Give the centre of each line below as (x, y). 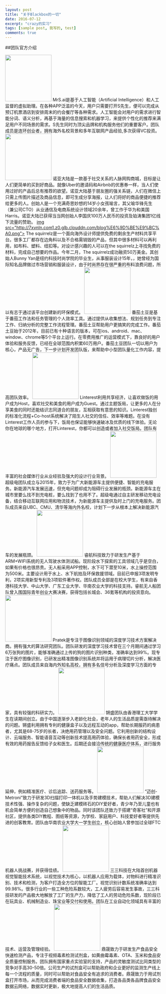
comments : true (21, 33)
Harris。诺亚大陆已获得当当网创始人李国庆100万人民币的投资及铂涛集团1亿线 (83, 216)
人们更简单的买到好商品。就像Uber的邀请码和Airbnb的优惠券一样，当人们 (80, 185)
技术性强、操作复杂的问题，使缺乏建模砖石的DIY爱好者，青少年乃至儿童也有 (82, 804)
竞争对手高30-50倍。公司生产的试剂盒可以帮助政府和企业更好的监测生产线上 (83, 968)
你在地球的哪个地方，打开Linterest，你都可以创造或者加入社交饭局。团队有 (81, 428)
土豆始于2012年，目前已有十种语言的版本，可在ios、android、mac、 (75, 331)
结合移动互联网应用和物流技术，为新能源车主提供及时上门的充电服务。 (85, 501)
